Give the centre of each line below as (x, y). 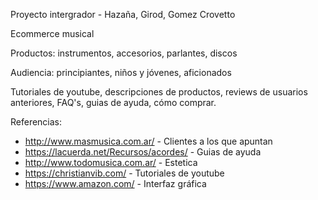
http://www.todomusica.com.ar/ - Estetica (111, 162)
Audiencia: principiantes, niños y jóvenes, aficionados (121, 72)
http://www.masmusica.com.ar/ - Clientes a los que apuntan (148, 141)
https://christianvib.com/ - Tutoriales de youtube (124, 173)
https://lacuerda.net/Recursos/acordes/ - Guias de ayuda (143, 152)
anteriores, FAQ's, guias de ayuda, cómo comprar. (113, 102)
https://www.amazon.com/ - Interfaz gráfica (115, 183)
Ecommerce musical (52, 33)
